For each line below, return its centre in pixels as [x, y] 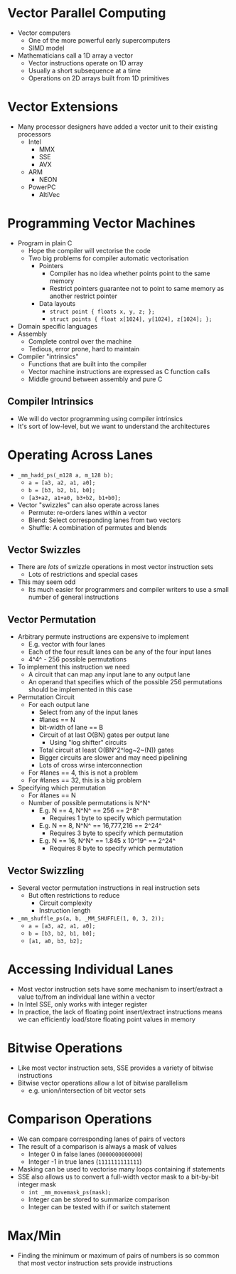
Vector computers [44, 33]
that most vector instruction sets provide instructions [95, 1263]
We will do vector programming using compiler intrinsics [100, 418]
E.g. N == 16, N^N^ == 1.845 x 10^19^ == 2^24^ [107, 841]
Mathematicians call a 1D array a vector [75, 55]
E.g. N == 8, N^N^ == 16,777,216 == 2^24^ [100, 826]
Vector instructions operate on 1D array [86, 63]
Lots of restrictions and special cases [83, 575]
